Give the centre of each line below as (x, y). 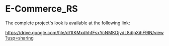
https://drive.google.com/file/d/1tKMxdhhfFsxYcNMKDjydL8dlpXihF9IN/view (84, 32)
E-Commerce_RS (41, 9)
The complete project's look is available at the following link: (68, 23)
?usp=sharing (19, 38)
